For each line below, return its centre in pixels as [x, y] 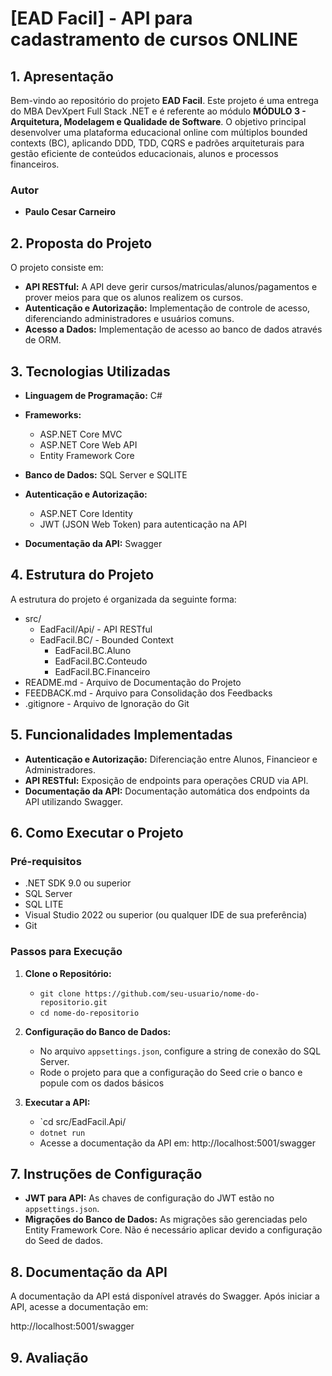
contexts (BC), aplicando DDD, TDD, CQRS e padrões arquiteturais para [157, 143]
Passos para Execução [66, 952]
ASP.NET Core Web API [88, 444]
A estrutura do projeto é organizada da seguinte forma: [123, 599]
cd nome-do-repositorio [89, 1013]
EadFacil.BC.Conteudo [101, 661]
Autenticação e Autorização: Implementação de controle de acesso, [167, 308]
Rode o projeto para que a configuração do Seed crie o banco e [171, 1072]
